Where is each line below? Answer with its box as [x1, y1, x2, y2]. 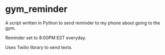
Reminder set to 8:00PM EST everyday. [5, 35, 87, 41]
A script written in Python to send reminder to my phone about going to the [5, 20, 160, 26]
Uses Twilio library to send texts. [5, 44, 73, 50]
